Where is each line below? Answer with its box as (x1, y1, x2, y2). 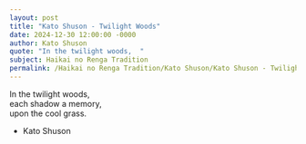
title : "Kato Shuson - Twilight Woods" (9, 22, 161, 31)
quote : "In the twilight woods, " (9, 47, 145, 56)
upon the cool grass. (9, 108, 87, 119)
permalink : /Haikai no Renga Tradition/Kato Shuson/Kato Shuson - (9, 64, 267, 73)
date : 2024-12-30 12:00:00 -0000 (9, 30, 137, 39)
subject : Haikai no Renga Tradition (9, 55, 148, 64)
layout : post (9, 13, 59, 23)
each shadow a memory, (9, 98, 102, 109)
